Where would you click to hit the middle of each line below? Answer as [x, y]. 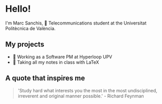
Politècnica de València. [30, 28]
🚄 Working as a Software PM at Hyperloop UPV [62, 57]
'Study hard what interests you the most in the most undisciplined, [87, 90]
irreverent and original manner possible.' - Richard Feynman [81, 96]
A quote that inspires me [45, 78]
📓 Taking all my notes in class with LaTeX [56, 62]
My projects [25, 45]
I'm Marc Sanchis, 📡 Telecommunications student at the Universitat [76, 23]
